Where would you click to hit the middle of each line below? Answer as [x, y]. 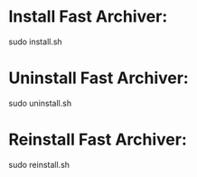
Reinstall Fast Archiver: [98, 140]
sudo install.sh [35, 42]
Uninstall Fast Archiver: [98, 78]
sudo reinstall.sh [39, 164]
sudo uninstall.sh [40, 103]
